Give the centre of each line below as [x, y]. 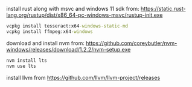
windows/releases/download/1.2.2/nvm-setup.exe [69, 49]
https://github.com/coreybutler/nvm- [131, 43]
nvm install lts [27, 60]
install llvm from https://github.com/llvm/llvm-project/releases [83, 77]
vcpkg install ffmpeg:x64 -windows [50, 31]
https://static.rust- [163, 9]
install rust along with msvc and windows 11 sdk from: [73, 9]
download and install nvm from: [45, 43]
